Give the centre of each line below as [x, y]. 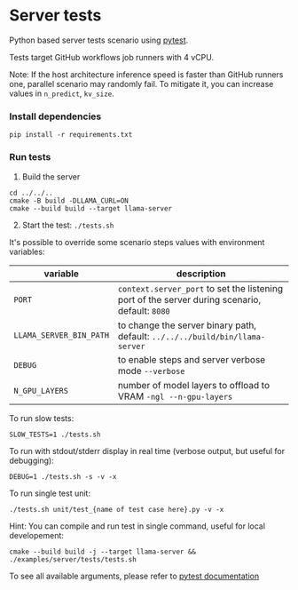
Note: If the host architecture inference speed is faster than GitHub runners [146, 74]
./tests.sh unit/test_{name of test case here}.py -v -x [117, 509]
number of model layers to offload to [194, 385]
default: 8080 [144, 310]
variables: [27, 251]
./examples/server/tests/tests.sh [73, 559]
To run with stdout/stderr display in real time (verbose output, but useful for [147, 450]
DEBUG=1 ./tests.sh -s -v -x [63, 476]
